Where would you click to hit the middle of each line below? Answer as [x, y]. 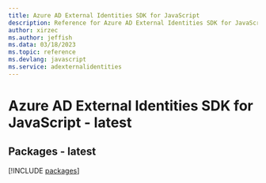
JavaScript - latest [70, 122]
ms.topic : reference [42, 52]
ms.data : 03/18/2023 [42, 45]
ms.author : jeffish [40, 37]
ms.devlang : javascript [47, 60]
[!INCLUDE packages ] [44, 170]
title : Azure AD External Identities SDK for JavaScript [104, 15]
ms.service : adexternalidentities [65, 67]
